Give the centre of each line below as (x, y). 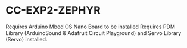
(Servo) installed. (27, 39)
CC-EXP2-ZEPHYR (53, 10)
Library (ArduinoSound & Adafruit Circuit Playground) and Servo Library (93, 33)
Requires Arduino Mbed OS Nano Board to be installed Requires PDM (90, 27)
